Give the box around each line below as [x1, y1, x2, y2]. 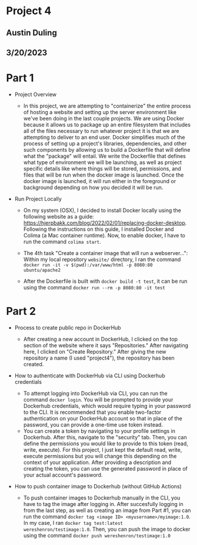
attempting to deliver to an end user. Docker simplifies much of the [23, 133, 185, 141]
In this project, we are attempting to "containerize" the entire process [23, 102, 191, 109]
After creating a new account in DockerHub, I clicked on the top [23, 335, 178, 342]
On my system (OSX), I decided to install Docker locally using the [23, 207, 181, 214]
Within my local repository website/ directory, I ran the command [23, 256, 181, 263]
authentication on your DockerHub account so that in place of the [23, 415, 182, 422]
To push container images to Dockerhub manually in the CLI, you [23, 494, 181, 501]
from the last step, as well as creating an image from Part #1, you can [23, 507, 191, 514]
